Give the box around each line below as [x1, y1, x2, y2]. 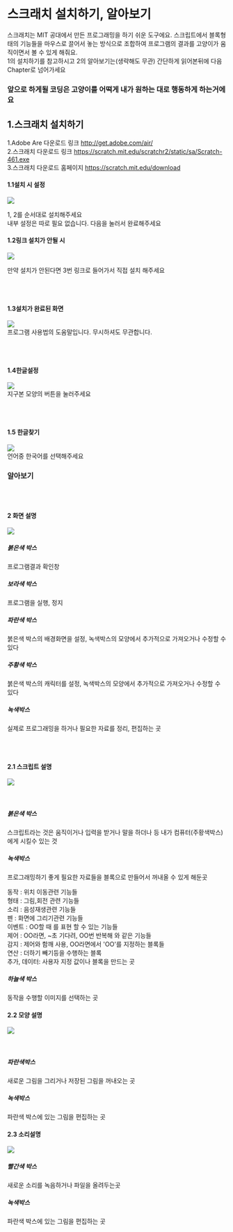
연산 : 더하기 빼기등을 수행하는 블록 [7, 949, 102, 957]
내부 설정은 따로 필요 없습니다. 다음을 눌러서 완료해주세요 [7, 219, 161, 227]
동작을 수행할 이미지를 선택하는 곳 [7, 993, 99, 1002]
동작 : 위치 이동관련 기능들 [7, 888, 78, 897]
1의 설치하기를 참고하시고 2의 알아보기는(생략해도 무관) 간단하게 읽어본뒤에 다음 [7, 56, 223, 65]
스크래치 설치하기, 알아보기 [7, 6, 152, 22]
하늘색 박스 [7, 974, 37, 983]
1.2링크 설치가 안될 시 [7, 236, 65, 244]
